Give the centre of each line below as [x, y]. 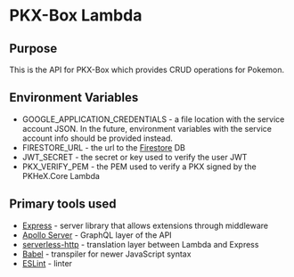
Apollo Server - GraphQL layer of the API [97, 235]
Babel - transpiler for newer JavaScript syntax [106, 254]
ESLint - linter [47, 263]
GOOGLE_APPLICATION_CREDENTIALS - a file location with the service [153, 119]
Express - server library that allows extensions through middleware [145, 225]
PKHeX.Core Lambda [61, 175]
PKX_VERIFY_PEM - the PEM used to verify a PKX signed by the [139, 167]
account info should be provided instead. [98, 138]
